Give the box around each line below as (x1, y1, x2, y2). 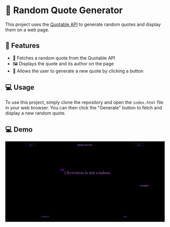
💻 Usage (5, 83, 34, 92)
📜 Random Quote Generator (5, 5, 123, 16)
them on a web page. (5, 26, 50, 32)
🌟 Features (5, 42, 40, 50)
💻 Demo (5, 125, 33, 134)
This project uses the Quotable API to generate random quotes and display (5, 21, 161, 27)
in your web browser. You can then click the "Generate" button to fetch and (5, 104, 162, 110)
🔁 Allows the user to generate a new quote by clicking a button (12, 68, 144, 74)
